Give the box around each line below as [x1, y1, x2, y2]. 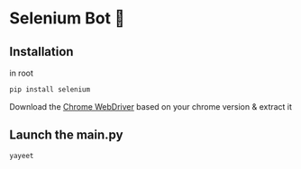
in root [9, 67, 34, 78]
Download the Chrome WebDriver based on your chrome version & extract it [9, 101, 293, 111]
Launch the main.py [9, 128, 123, 143]
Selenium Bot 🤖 [9, 8, 125, 29]
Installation [9, 44, 74, 59]
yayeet [9, 151, 34, 160]
